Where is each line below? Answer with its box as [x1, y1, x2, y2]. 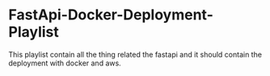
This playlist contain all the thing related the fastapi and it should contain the [8, 49, 263, 59]
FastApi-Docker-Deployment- [8, 6, 214, 24]
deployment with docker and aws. [8, 58, 121, 68]
